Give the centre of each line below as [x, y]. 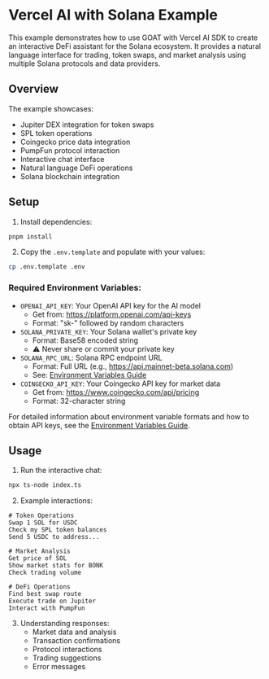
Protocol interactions [67, 650]
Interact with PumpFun [47, 608]
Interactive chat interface [62, 159]
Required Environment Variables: [75, 288]
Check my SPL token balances [58, 530]
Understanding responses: [65, 624]
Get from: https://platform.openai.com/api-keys [112, 314]
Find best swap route [45, 594]
